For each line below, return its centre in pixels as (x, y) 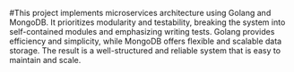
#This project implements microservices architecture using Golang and (140, 13)
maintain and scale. (45, 60)
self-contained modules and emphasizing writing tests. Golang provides (142, 32)
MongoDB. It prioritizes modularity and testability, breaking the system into (147, 22)
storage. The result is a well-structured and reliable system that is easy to (145, 51)
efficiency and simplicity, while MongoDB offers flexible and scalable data (146, 41)
